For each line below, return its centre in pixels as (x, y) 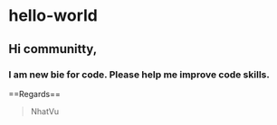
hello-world (53, 16)
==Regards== (34, 94)
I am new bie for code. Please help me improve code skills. (139, 75)
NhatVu (45, 111)
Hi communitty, (53, 49)
